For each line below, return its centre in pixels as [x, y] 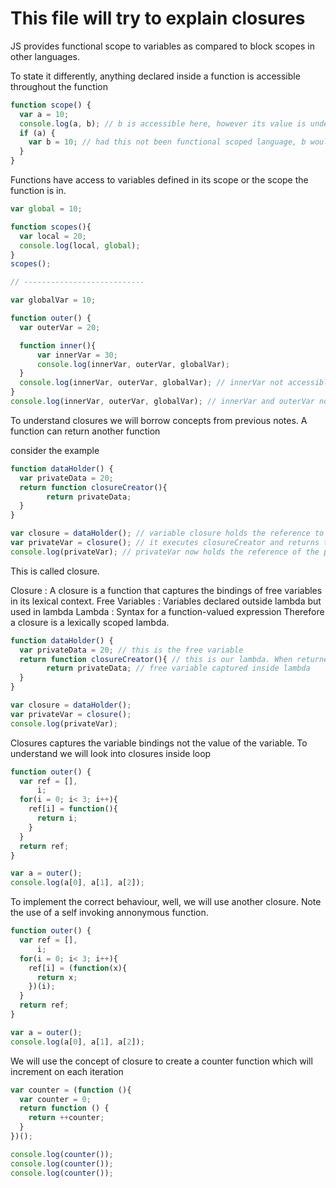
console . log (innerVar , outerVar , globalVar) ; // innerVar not [151, 383]
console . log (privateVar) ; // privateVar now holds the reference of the [165, 552]
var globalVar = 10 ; [53, 300]
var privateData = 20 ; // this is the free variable [131, 650]
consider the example [55, 450]
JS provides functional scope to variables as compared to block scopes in [162, 46]
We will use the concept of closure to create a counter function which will [161, 1061]
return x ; [57, 977]
